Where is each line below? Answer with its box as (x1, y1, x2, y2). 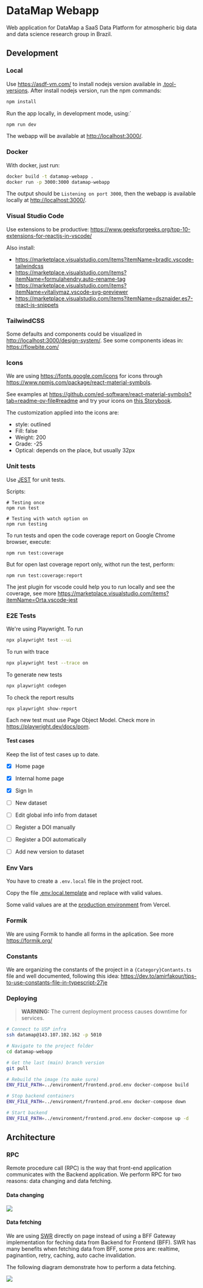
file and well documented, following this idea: (6, 972, 120, 980)
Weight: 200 (15, 434, 47, 441)
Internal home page (15, 775, 64, 782)
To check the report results (6, 693, 74, 701)
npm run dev (6, 121, 36, 128)
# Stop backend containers (6, 1093, 75, 1099)
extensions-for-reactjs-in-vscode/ (6, 232, 92, 239)
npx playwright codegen (6, 682, 67, 689)
